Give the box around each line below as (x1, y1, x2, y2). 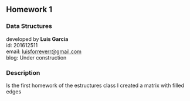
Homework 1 (6, 5, 53, 15)
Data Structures (6, 22, 53, 30)
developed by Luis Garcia (6, 35, 69, 43)
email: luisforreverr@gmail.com (6, 48, 82, 55)
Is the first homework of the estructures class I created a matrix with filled (6, 82, 185, 89)
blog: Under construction (6, 54, 67, 61)
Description (6, 68, 40, 76)
